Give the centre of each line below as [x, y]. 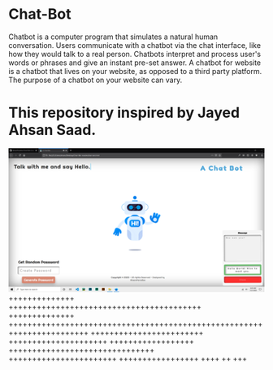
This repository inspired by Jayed [124, 113]
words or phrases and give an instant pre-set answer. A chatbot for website [135, 63]
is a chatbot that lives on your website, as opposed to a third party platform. [135, 71]
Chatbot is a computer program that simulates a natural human [113, 37]
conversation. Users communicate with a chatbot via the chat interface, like [135, 45]
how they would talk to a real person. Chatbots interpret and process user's [135, 54]
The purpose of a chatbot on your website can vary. [95, 80]
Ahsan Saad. [52, 130]
